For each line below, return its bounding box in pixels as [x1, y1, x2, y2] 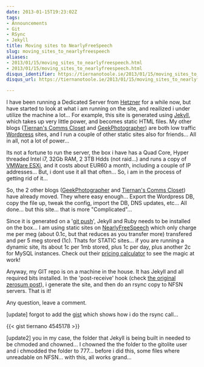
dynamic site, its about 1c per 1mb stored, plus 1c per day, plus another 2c [6, 243, 191, 251]
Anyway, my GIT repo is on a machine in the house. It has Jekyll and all [6, 268, 184, 275]
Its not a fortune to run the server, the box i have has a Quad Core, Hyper [6, 149, 189, 157]
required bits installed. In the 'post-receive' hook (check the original [6, 274, 176, 282]
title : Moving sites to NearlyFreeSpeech [6, 43, 113, 49]
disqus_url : [6, 76, 36, 82]
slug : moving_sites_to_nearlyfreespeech [6, 49, 110, 55]
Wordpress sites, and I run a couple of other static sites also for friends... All [6, 131, 196, 138]
